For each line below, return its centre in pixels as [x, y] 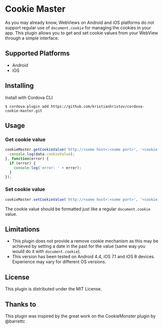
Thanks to [21, 304]
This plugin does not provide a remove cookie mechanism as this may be [85, 241]
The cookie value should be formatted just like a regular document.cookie [78, 209]
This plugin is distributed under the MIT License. [54, 289]
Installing [19, 86]
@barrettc [15, 321]
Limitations [22, 229]
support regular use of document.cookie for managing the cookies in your [78, 27]
